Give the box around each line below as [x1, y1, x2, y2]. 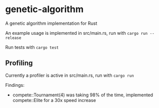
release [5, 35, 22, 40]
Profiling [5, 59, 33, 68]
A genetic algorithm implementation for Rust [5, 20, 97, 26]
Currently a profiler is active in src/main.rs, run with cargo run [5, 72, 134, 78]
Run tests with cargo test [5, 44, 59, 50]
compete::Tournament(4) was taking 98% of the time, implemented [12, 92, 153, 98]
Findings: [5, 82, 25, 88]
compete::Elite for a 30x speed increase [12, 97, 96, 103]
